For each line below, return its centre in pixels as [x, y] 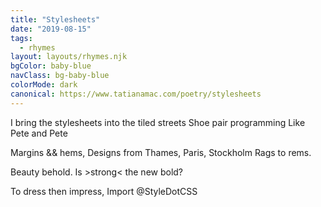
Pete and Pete [39, 133]
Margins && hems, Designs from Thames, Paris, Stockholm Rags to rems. [161, 152]
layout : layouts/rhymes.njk [69, 57]
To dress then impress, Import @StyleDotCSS [104, 191]
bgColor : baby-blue [51, 66]
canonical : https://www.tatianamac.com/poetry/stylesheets [136, 94]
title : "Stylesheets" [55, 19]
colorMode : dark [44, 85]
